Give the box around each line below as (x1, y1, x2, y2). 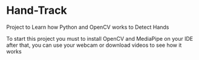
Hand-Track (6, 4, 68, 17)
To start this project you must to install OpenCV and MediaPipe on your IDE (6, 35, 194, 42)
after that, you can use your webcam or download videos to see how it (6, 41, 182, 49)
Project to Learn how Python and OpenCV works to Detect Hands (6, 23, 169, 31)
